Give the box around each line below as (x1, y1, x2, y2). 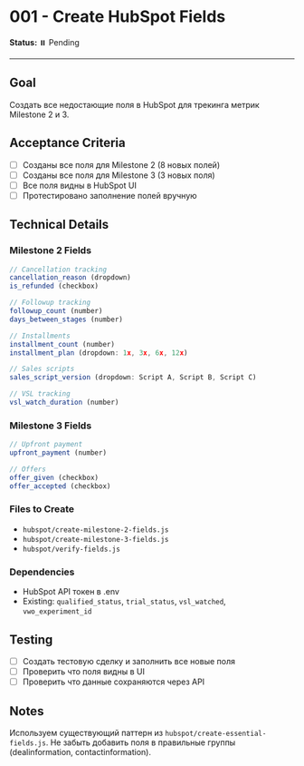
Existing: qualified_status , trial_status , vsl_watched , (22, 596, 226, 607)
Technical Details (9, 217, 109, 232)
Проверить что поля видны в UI (22, 666, 145, 677)
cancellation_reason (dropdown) (9, 273, 131, 282)
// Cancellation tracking (9, 265, 107, 274)
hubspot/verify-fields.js (22, 545, 120, 554)
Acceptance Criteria (9, 135, 126, 151)
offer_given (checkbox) (9, 473, 100, 482)
